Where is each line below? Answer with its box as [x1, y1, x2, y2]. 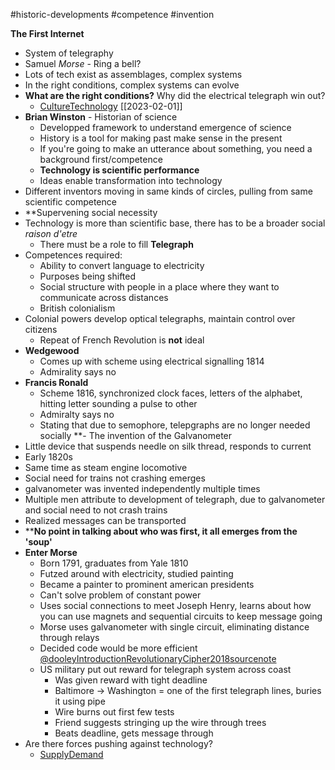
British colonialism [39, 302, 116, 314]
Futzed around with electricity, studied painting [39, 568, 234, 579]
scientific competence [24, 196, 117, 208]
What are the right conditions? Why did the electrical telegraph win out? [24, 90, 326, 101]
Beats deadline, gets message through [54, 727, 214, 739]
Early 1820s [24, 451, 73, 463]
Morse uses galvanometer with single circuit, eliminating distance [39, 621, 310, 633]
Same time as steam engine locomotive [24, 462, 188, 473]
